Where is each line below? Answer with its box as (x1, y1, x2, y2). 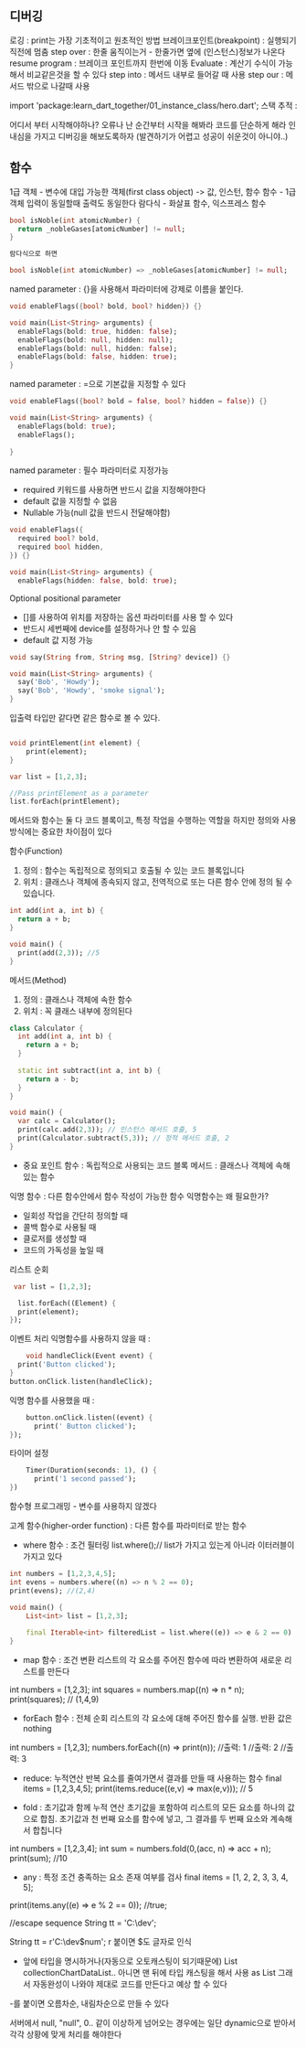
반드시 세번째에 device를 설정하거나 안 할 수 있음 (22, 623, 197, 634)
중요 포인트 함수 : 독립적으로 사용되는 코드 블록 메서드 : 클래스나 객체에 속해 (22, 1160, 290, 1171)
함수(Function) (9, 845, 63, 857)
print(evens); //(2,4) (9, 1586, 96, 1595)
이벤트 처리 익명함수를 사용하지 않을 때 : (9, 1334, 151, 1345)
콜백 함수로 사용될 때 (22, 1221, 97, 1232)
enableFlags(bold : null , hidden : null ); (17, 335, 174, 345)
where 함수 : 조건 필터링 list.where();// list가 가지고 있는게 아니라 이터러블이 (22, 1539, 295, 1550)
